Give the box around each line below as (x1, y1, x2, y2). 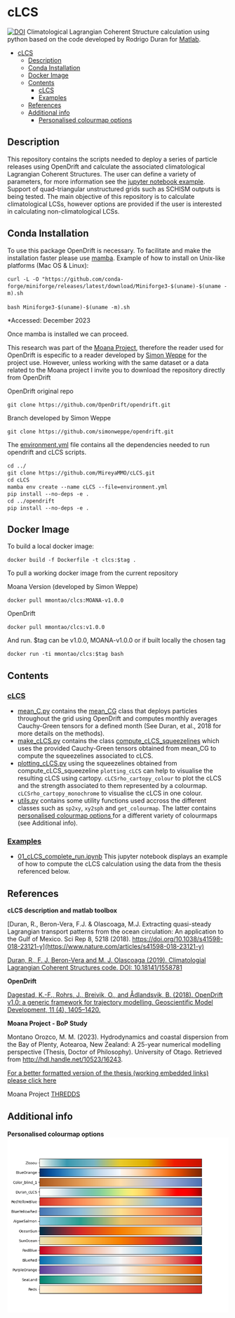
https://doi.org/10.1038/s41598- (132, 935, 223, 943)
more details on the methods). (17, 729, 105, 738)
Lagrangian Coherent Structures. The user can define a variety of (7, 169, 196, 178)
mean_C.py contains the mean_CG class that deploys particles (17, 707, 198, 716)
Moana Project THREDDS (7, 1090, 81, 1099)
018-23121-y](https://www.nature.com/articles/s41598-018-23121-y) (7, 943, 205, 951)
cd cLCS (7, 476, 30, 484)
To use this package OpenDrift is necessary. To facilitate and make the (7, 246, 212, 254)
